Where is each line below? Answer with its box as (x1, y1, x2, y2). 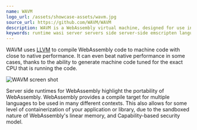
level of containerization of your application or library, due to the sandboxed (6, 106, 189, 113)
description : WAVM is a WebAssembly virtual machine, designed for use (6, 24, 185, 31)
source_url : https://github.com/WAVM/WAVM (6, 19, 111, 25)
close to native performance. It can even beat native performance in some (6, 52, 186, 59)
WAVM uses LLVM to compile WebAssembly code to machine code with (6, 46, 180, 53)
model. (6, 118, 23, 125)
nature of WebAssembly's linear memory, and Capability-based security (6, 112, 181, 120)
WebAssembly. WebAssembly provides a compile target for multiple (6, 94, 170, 101)
